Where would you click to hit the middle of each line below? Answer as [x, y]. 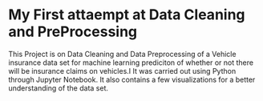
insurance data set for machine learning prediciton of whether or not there [131, 63]
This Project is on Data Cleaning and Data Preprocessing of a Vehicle [122, 54]
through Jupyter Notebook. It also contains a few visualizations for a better [132, 79]
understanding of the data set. [59, 88]
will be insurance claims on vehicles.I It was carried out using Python [122, 71]
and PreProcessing [73, 32]
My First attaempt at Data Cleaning [127, 15]
